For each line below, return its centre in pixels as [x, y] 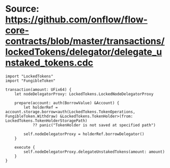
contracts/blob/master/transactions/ [85, 41]
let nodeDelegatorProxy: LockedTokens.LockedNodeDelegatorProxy [84, 94]
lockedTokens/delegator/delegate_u [84, 52]
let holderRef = [41, 107]
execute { [25, 147]
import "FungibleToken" [31, 81]
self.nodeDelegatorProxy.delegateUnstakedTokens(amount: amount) [94, 152]
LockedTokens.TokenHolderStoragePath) [46, 121]
